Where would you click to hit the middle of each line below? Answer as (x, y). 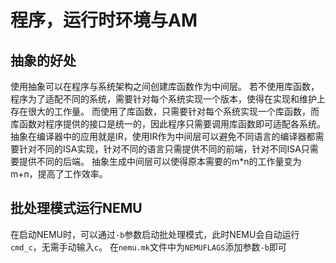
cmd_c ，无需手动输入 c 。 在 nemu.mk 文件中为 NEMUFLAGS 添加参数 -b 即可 (148, 247)
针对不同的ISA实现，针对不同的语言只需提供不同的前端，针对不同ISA (160, 149)
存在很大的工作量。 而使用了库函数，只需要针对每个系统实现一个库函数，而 (165, 111)
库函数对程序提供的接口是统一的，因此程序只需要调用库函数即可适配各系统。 (168, 124)
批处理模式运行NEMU (76, 208)
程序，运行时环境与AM (104, 20)
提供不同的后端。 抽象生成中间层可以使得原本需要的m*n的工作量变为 (160, 161)
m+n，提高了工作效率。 (59, 174)
